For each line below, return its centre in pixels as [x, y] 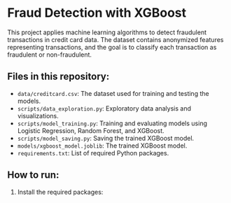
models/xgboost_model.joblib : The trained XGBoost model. [102, 146]
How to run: [33, 175]
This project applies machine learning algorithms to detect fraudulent [107, 32]
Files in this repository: [58, 77]
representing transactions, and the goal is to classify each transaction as [112, 47]
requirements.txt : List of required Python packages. [93, 153]
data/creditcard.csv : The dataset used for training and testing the [113, 93]
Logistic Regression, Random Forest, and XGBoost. [91, 130]
